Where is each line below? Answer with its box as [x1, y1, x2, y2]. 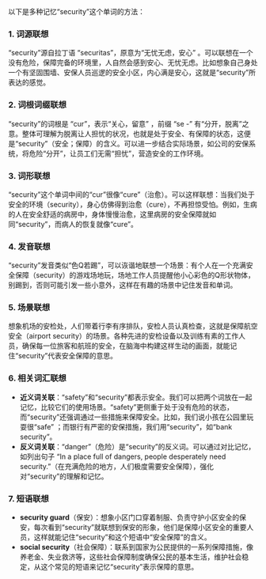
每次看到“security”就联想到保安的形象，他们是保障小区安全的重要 [33, 523, 247, 532]
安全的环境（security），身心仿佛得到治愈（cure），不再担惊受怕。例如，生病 [8, 199, 257, 209]
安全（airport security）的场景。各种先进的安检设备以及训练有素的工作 [8, 331, 239, 341]
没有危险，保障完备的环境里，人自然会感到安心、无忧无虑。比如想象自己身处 [8, 58, 258, 67]
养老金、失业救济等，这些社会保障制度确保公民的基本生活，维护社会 [19, 552, 242, 562]
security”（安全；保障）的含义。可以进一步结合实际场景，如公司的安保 [18, 138, 249, 148]
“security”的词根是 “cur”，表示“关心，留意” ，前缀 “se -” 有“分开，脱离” [8, 119, 243, 128]
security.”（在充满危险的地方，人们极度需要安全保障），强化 [19, 461, 214, 471]
